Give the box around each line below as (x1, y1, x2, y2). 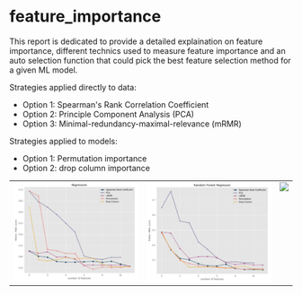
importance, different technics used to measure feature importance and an (9, 45, 286, 56)
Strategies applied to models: (9, 135, 119, 146)
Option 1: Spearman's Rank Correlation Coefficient (22, 99, 209, 109)
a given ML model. (9, 65, 78, 75)
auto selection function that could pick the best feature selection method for (9, 55, 292, 65)
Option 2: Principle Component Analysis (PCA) (22, 108, 195, 119)
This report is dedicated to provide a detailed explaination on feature (9, 36, 263, 47)
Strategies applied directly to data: (9, 82, 137, 92)
